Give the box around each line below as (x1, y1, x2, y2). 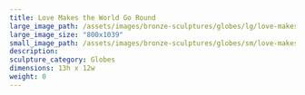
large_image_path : (9, 22, 79, 31)
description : (9, 47, 59, 56)
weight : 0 (9, 72, 47, 81)
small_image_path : (9, 38, 79, 48)
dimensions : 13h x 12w (9, 64, 95, 73)
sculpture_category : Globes (9, 55, 116, 64)
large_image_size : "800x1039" (9, 30, 124, 39)
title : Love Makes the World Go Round (9, 13, 156, 23)
